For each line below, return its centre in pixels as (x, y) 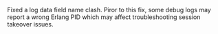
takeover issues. (30, 24)
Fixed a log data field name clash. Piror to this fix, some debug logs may (109, 10)
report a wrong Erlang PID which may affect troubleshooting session (104, 17)
